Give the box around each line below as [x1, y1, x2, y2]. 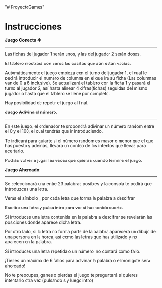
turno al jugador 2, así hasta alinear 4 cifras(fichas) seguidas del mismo [5, 85, 148, 91]
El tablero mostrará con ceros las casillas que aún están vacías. [5, 60, 131, 66]
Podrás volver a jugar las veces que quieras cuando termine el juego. [5, 157, 143, 163]
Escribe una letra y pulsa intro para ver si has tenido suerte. [5, 205, 123, 210]
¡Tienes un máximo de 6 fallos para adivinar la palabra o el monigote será [5, 257, 150, 263]
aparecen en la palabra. [5, 239, 52, 244]
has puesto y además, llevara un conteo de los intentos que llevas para [5, 143, 146, 148]
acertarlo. [5, 148, 25, 154]
